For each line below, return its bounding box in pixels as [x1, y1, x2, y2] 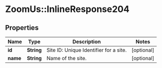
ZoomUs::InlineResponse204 [5, 3, 130, 15]
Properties [5, 23, 39, 32]
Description [72, 38, 101, 45]
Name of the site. [46, 55, 87, 61]
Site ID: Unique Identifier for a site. [46, 46, 127, 53]
